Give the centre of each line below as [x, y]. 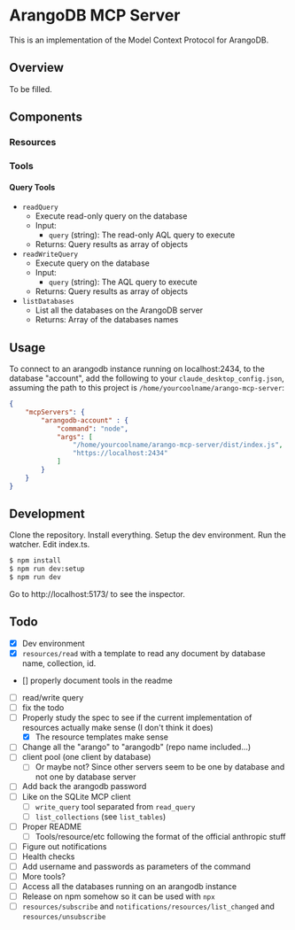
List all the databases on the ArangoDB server [119, 310]
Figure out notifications [64, 846]
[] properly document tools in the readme [97, 680]
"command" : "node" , [92, 429]
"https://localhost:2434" [120, 453]
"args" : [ [74, 437]
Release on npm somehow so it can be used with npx [118, 896]
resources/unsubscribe [64, 918]
